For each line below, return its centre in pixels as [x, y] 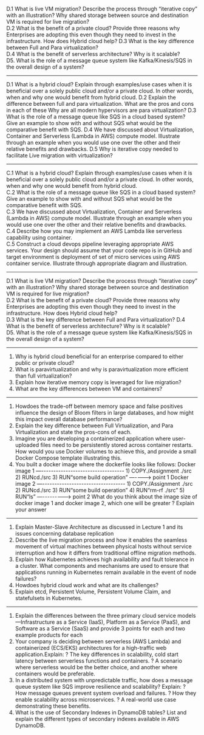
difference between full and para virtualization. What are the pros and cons [100, 104]
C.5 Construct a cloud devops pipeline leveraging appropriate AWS [90, 244]
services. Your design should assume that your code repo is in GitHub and [99, 250]
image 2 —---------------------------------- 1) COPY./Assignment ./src [104, 484]
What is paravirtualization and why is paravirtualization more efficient [102, 369]
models [186, 616]
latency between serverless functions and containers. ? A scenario [98, 661]
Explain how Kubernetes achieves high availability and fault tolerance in [104, 559]
